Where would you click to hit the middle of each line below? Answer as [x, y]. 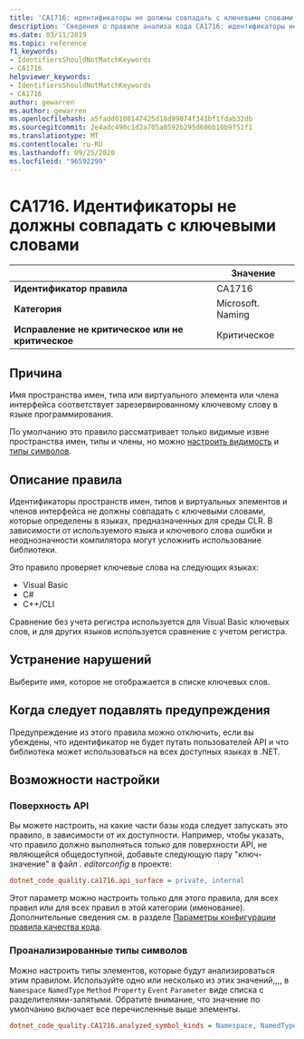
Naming [233, 315]
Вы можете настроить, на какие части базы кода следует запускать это [148, 826]
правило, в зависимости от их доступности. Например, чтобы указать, [147, 835]
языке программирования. [62, 415]
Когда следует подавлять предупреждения [140, 710]
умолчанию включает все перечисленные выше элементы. [125, 1009]
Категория [38, 309]
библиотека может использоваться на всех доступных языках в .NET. [145, 751]
